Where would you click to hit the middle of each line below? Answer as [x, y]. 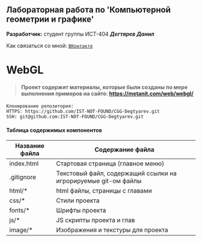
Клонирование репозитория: [40, 106]
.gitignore [23, 177]
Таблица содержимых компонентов [54, 130]
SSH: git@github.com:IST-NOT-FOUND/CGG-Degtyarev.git [75, 117]
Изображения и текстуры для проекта [112, 230]
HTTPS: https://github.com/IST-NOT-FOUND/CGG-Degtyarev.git [83, 112]
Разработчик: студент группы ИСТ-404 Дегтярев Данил [80, 34]
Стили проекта [78, 200]
